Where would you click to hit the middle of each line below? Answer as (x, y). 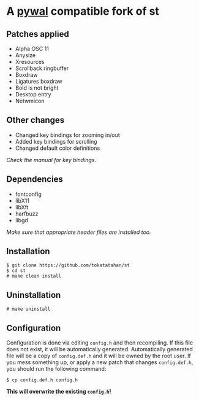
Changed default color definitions (58, 148)
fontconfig (28, 194)
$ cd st (16, 271)
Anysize (25, 55)
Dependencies (35, 179)
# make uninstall (28, 309)
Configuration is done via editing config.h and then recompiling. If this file (100, 343)
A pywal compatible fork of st (83, 11)
